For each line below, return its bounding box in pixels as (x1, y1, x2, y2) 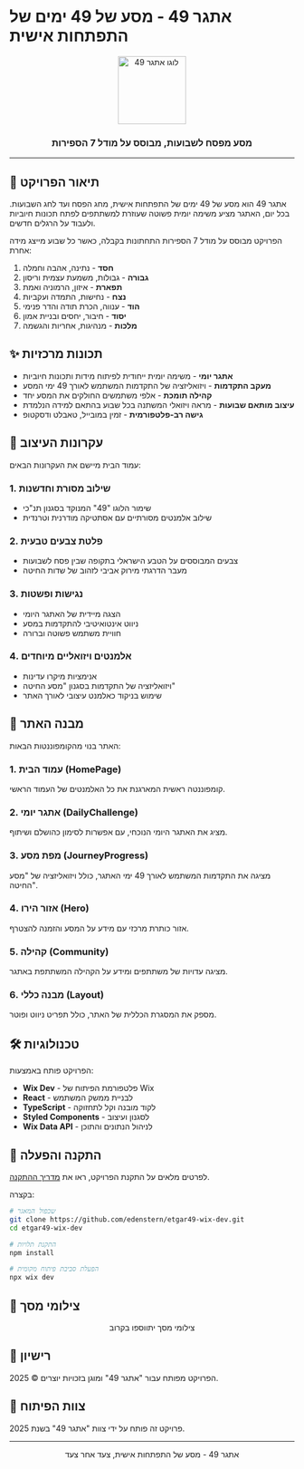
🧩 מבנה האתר (9, 716, 84, 731)
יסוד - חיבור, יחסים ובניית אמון (22, 311, 127, 322)
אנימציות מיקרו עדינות (22, 671, 98, 681)
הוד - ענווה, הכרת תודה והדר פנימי (22, 301, 140, 312)
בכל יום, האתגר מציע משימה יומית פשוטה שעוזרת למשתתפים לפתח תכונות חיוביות (9, 208, 290, 219)
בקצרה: (9, 1189, 34, 1200)
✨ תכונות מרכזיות (9, 346, 103, 362)
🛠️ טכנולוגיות (9, 1036, 80, 1052)
